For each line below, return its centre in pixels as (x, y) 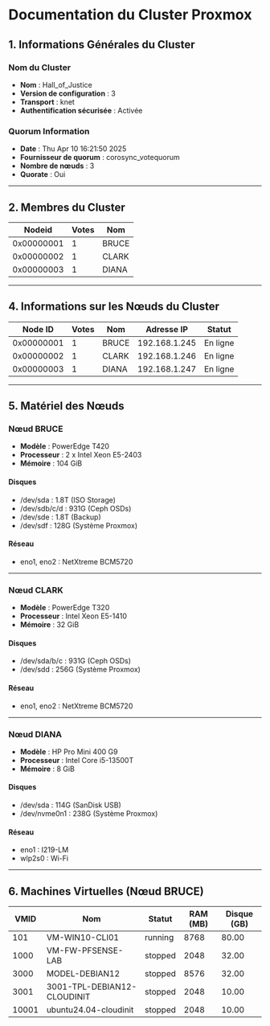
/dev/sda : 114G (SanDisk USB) (71, 805)
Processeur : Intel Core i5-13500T (77, 760)
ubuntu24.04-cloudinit (90, 1010)
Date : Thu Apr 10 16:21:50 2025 (73, 149)
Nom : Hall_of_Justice (56, 84)
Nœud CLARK (36, 590)
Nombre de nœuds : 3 (57, 166)
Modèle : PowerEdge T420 (65, 446)
